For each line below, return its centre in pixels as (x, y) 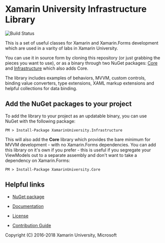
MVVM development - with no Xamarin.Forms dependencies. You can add (81, 145)
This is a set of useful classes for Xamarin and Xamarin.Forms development (82, 43)
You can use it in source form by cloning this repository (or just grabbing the (83, 57)
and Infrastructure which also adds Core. (47, 68)
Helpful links (25, 185)
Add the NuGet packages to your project (68, 104)
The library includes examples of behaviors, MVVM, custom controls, (76, 78)
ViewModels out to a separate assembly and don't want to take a (71, 155)
